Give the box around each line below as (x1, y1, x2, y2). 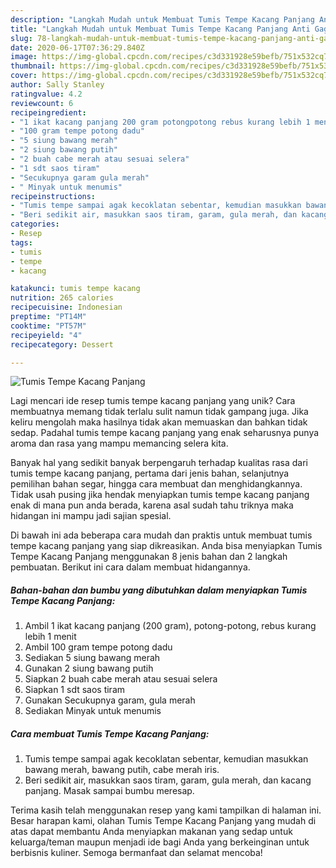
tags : (10, 237, 33, 248)
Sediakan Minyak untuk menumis (24, 705, 162, 717)
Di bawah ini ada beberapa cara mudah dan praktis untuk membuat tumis (10, 529, 313, 541)
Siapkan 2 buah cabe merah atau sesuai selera (24, 673, 218, 685)
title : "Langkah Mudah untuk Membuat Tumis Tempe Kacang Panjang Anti (10, 24, 311, 34)
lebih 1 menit (24, 631, 77, 643)
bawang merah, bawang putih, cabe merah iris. (24, 764, 220, 776)
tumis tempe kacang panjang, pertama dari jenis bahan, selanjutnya (10, 467, 290, 480)
